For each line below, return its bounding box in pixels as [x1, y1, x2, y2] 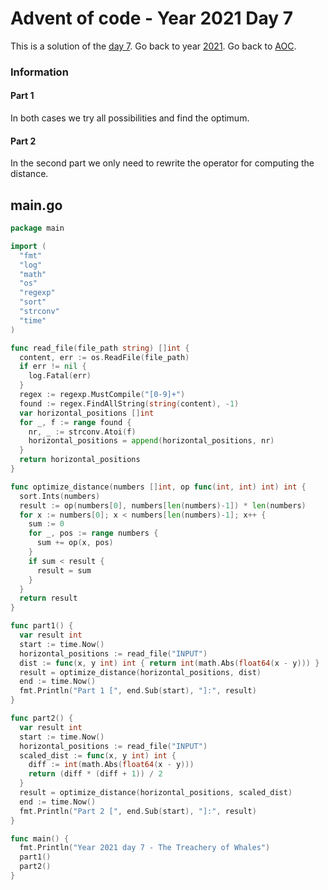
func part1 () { [10, 621, 74, 631]
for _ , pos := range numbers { [28, 528, 159, 539]
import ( [10, 241, 47, 251]
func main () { [10, 833, 70, 844]
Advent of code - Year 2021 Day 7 [10, 7, 294, 30]
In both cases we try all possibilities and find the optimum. [10, 112, 250, 124]
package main [10, 223, 65, 234]
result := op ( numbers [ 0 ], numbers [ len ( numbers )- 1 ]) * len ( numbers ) [19, 500, 307, 511]
